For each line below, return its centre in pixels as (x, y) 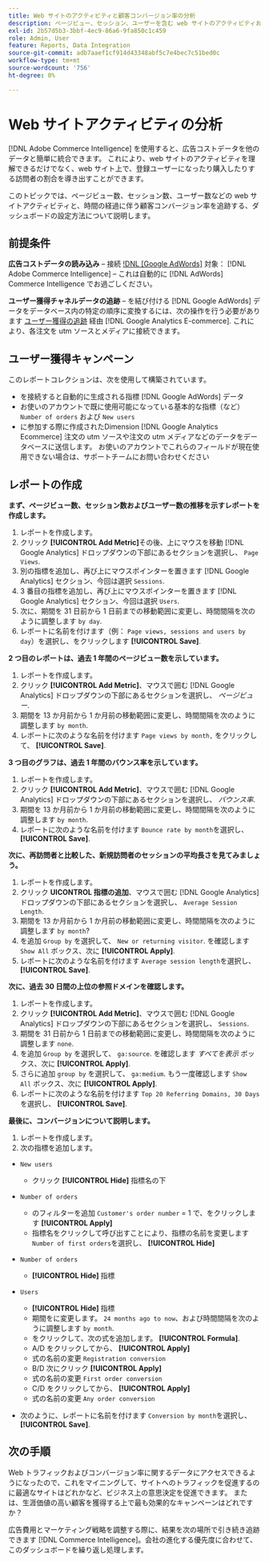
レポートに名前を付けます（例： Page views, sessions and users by (132, 631)
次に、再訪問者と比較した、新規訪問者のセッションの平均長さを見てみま (127, 855)
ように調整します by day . (61, 621)
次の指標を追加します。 (58, 1148)
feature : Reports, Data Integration (69, 46)
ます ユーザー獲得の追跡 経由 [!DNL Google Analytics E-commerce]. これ (128, 321)
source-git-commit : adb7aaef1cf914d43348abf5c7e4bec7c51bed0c (114, 53)
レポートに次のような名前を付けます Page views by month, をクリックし (139, 735)
